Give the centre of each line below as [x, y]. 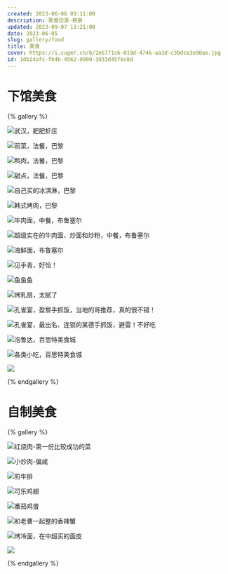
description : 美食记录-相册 [45, 20]
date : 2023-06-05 [33, 33]
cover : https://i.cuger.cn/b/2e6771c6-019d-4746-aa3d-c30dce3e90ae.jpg [114, 53]
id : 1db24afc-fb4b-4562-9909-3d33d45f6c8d [70, 60]
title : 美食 [24, 46]
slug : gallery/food [36, 40]
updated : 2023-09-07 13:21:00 [52, 27]
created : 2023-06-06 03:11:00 [52, 14]
